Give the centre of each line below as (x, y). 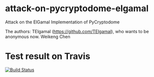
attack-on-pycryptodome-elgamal (77, 9)
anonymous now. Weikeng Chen (38, 37)
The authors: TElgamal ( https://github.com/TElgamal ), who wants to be (77, 31)
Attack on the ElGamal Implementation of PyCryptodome (62, 22)
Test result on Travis (48, 56)
